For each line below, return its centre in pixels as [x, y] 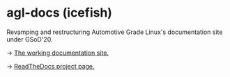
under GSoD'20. [30, 39]
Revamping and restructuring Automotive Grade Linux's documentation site [115, 32]
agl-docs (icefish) [60, 13]
